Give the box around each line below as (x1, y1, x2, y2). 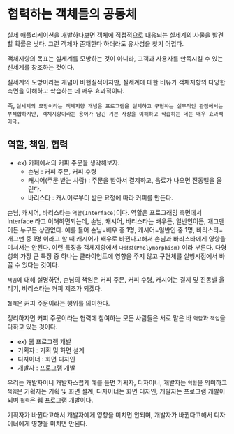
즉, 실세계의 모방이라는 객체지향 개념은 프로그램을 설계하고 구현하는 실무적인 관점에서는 (7, 101, 224, 110)
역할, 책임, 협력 (7, 139, 68, 151)
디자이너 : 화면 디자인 (17, 354, 75, 363)
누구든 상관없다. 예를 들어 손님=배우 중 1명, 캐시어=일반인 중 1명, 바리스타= (20, 225, 224, 234)
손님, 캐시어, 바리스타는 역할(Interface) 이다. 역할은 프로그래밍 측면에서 (7, 208, 203, 216)
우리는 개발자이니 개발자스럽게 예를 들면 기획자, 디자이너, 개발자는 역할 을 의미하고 (7, 378, 228, 387)
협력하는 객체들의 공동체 (7, 6, 138, 22)
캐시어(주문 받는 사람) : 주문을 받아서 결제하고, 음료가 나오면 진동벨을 (27, 176, 215, 184)
